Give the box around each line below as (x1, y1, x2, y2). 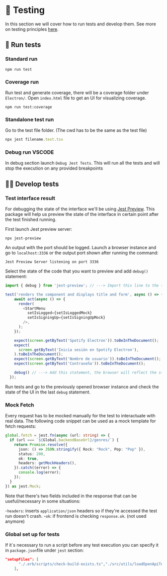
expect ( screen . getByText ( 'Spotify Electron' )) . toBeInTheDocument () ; (14, 338, 159, 343)
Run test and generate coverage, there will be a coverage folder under (5, 90, 149, 96)
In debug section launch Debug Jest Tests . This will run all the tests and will (5, 160, 160, 166)
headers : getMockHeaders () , (18, 461, 77, 466)
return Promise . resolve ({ (14, 442, 68, 447)
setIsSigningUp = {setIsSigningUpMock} (27, 315, 106, 320)
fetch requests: (5, 423, 36, 429)
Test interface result (5, 194, 56, 201)
